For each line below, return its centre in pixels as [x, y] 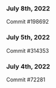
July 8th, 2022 [28, 8]
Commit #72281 [26, 80]
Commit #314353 [28, 50]
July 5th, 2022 [28, 38]
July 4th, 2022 [28, 66]
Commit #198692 [28, 22]
